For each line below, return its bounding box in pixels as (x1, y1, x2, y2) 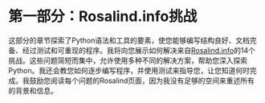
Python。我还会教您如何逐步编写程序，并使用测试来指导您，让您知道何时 (8, 65, 251, 75)
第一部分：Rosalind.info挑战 (8, 7, 198, 26)
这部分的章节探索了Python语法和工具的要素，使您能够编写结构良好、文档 (8, 35, 251, 45)
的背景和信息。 (8, 85, 58, 95)
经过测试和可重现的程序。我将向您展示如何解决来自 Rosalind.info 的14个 (22, 45, 255, 55)
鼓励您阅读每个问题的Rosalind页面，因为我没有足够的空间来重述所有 (29, 76, 255, 85)
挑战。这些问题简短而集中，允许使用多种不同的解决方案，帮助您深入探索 (8, 56, 247, 65)
